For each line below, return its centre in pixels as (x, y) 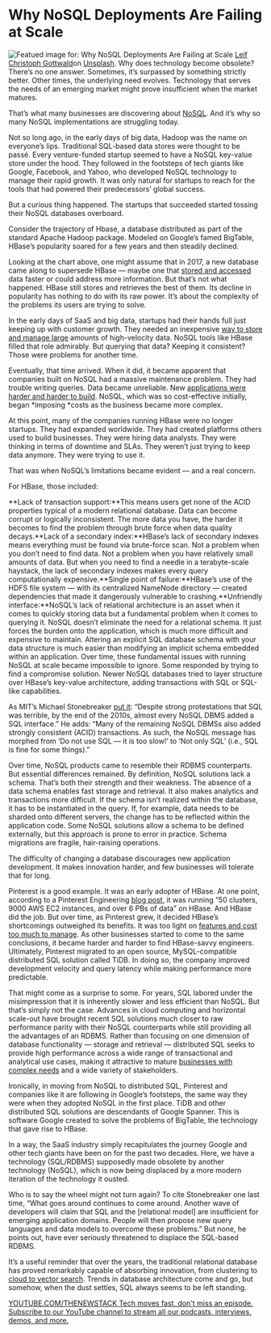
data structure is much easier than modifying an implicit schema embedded (134, 648)
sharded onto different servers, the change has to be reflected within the (129, 817)
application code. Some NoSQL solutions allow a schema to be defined (126, 825)
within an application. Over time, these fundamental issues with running (127, 656)
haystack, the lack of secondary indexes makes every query (108, 570)
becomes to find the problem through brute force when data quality (120, 527)
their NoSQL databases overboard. (66, 213)
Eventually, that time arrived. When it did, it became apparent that (117, 370)
